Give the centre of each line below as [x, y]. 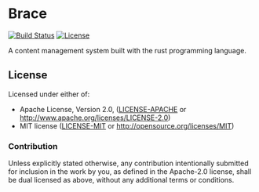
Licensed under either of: [49, 94]
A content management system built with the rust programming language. [128, 50]
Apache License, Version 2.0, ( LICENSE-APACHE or [103, 109]
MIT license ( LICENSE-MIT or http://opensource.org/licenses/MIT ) [127, 125]
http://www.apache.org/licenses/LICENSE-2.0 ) [95, 118]
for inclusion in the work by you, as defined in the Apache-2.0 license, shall [130, 172]
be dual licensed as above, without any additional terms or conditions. [121, 180]
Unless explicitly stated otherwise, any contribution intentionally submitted [128, 163]
